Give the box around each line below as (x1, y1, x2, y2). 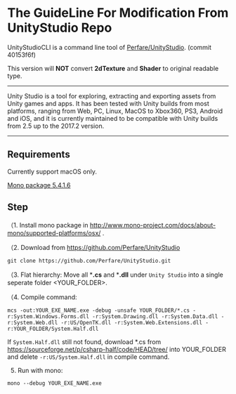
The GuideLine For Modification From (7, 5, 229, 21)
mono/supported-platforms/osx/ (7, 228, 101, 237)
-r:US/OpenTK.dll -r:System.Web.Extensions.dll (60, 319, 202, 326)
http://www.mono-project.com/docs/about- (89, 221, 216, 229)
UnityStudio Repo (7, 20, 112, 36)
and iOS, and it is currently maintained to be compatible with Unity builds (7, 114, 218, 122)
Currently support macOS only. (7, 167, 97, 176)
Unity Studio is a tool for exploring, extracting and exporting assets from (7, 91, 216, 100)
